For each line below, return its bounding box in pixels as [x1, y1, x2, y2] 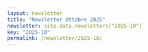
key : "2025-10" [7, 28, 51, 36]
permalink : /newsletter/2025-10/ [7, 35, 103, 42]
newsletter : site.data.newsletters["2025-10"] [7, 22, 143, 29]
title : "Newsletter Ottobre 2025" [7, 16, 106, 23]
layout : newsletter [7, 9, 63, 17]
